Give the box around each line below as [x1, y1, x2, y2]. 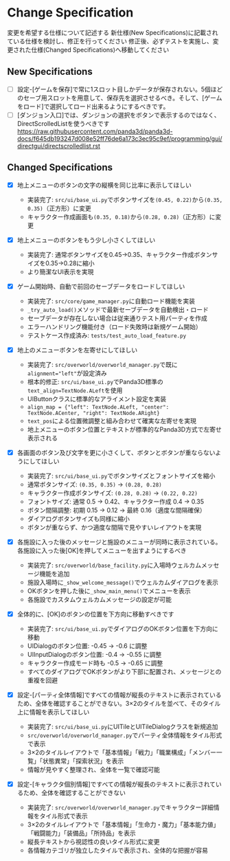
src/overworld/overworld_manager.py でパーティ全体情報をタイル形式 [27, 731, 222, 739]
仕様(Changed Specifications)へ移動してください [30, 45, 170, 54]
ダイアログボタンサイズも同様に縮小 [27, 515, 130, 523]
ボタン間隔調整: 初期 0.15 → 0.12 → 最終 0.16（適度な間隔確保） [27, 506, 206, 514]
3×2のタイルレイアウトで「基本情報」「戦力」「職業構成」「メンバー [27, 748, 217, 757]
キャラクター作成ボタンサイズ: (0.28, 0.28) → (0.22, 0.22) [27, 489, 198, 497]
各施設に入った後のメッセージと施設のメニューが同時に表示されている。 [16, 538, 222, 546]
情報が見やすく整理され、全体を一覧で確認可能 [27, 765, 160, 774]
